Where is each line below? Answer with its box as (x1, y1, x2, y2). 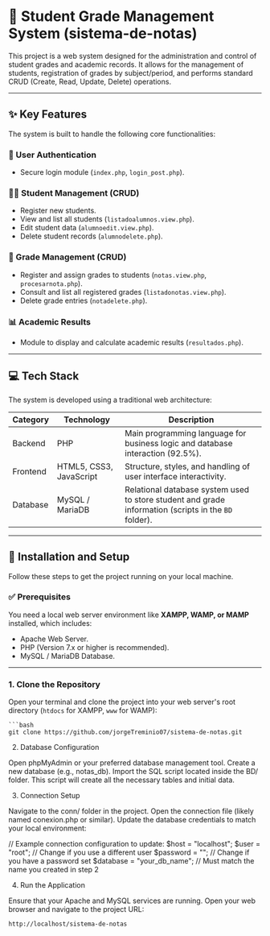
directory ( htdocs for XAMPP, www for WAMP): (8, 706, 158, 715)
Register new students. (19, 205, 96, 216)
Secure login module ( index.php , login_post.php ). (19, 168, 185, 177)
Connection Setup (19, 791, 80, 801)
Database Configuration (19, 743, 100, 752)
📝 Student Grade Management (8, 7, 215, 26)
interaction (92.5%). (124, 447, 202, 458)
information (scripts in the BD (124, 503, 233, 515)
